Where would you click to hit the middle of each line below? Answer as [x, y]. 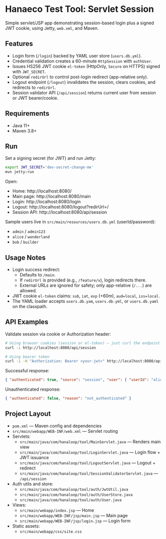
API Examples [27, 322]
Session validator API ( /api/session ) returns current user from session [84, 92]
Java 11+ [21, 126]
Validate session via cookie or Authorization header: [58, 334]
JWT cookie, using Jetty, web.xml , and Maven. [52, 28]
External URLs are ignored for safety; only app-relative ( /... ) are [86, 285]
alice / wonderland [31, 237]
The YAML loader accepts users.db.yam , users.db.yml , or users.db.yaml [85, 301]
